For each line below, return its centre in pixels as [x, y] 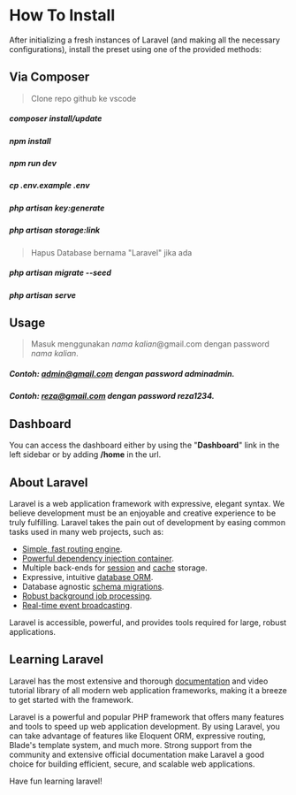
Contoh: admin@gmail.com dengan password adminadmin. [122, 373]
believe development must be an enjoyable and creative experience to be [143, 513]
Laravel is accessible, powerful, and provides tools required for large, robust [148, 622]
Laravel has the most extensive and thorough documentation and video [139, 681]
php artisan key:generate [57, 208]
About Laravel [49, 482]
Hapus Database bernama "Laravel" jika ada [111, 252]
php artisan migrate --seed [61, 273]
